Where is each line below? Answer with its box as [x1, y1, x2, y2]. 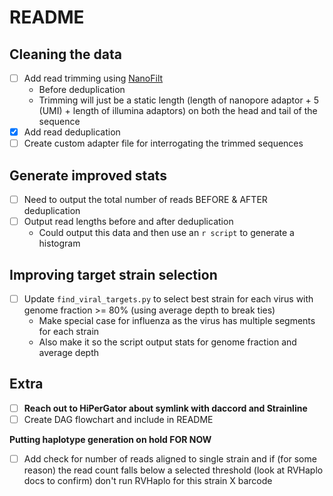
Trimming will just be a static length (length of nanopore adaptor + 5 [38, 94, 320, 106]
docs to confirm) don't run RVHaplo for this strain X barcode [23, 475, 273, 486]
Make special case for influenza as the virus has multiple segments [38, 315, 316, 326]
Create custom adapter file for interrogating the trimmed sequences [23, 137, 304, 150]
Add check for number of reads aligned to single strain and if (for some [23, 452, 317, 465]
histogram [38, 237, 81, 250]
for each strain [38, 326, 100, 337]
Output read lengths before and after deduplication [23, 216, 234, 228]
